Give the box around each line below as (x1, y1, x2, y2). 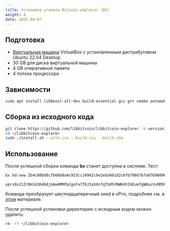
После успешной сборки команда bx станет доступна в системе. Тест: (5, 163, 159, 169)
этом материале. (5, 196, 42, 202)
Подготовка (5, 35, 45, 44)
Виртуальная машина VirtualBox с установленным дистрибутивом (12, 49, 156, 55)
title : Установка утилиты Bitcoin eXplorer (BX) (5, 7, 110, 13)
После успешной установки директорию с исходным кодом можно (5, 206, 152, 212)
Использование (5, 149, 58, 158)
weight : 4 (5, 12, 26, 17)
